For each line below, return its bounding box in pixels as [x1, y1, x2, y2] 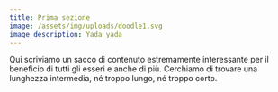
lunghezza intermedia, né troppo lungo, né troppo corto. [9, 73, 218, 84]
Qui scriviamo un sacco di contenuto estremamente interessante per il [9, 54, 270, 65]
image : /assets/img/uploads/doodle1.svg [9, 21, 164, 30]
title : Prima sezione [9, 13, 91, 22]
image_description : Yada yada [9, 29, 123, 38]
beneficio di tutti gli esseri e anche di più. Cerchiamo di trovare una [9, 63, 258, 74]
